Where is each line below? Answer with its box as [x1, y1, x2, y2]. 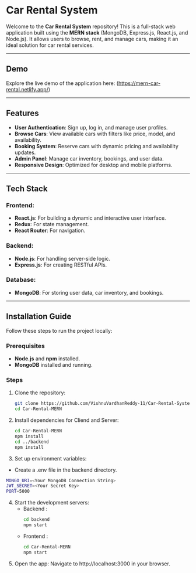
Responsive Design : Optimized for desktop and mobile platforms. [14, 161, 173, 168]
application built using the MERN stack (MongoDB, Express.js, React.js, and [6, 29, 188, 36]
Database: [6, 276, 36, 284]
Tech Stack [6, 183, 48, 193]
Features [6, 108, 39, 118]
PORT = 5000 [6, 489, 30, 494]
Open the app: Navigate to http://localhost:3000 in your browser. [14, 560, 170, 567]
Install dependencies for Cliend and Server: [14, 417, 119, 424]
